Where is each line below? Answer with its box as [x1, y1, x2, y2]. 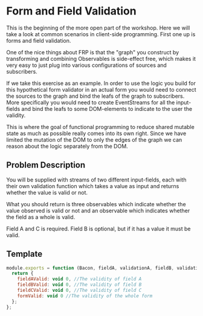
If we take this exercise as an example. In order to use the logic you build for [6, 80, 196, 87]
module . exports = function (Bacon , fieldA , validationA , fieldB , [6, 265, 175, 271]
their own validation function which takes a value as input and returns [6, 182, 179, 189]
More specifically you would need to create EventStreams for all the [6, 98, 175, 106]
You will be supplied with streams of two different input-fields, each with [6, 176, 187, 183]
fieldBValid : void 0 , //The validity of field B [17, 282, 142, 288]
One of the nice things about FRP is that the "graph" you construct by [6, 48, 179, 55]
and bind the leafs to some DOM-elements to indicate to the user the [21, 105, 192, 112]
